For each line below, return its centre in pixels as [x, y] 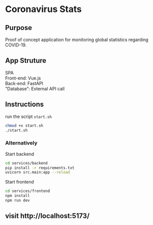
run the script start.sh [29, 116]
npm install [17, 196]
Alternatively [21, 143]
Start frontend [19, 182]
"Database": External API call [35, 88]
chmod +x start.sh [24, 125]
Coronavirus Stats [44, 9]
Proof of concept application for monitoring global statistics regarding [77, 39]
